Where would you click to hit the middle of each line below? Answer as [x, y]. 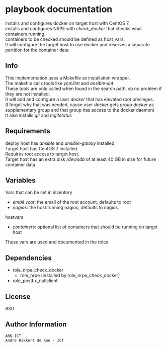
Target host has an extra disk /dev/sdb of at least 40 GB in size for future [81, 159]
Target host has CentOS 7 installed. [42, 148]
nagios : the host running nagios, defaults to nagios [65, 208]
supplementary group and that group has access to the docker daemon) [80, 110]
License [18, 296]
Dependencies [28, 258]
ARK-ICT [13, 336]
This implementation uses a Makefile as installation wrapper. [68, 78]
